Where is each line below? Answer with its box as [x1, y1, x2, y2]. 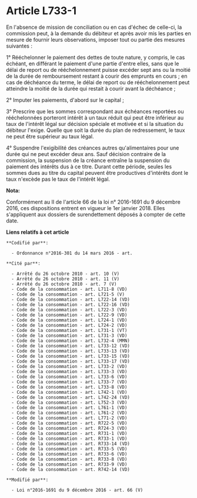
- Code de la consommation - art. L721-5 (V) [11, 291, 125, 297]
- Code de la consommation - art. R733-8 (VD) [11, 456, 128, 462]
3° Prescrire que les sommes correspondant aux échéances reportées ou [6, 108, 184, 115]
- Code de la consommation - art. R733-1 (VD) [11, 436, 128, 441]
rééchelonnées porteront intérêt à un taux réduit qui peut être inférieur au [6, 114, 184, 121]
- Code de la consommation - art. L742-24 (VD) [11, 394, 131, 400]
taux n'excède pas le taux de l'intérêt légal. [6, 175, 111, 182]
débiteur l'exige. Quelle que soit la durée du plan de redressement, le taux [6, 127, 185, 134]
